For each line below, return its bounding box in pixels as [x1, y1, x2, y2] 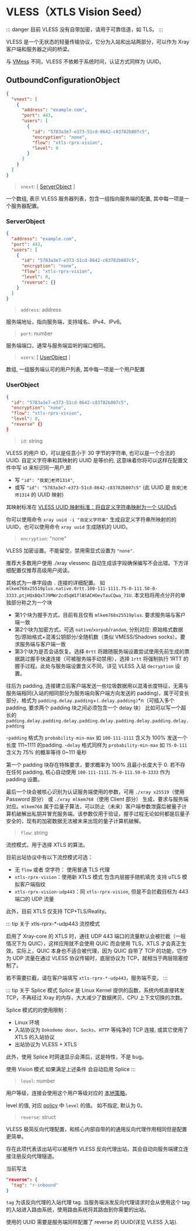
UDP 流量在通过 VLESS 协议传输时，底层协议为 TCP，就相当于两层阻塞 [12, 954, 183, 961]
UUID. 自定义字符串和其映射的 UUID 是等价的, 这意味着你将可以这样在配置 [6, 457, 183, 464]
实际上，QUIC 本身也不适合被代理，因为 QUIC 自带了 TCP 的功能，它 [16, 947, 182, 954]
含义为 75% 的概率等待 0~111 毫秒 [6, 749, 87, 756]
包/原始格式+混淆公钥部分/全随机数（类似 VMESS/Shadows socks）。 [14, 633, 181, 640]
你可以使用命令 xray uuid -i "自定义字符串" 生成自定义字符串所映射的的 [6, 516, 177, 523]
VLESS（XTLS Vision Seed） [6, 5, 148, 19]
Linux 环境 [14, 1019, 40, 1026]
